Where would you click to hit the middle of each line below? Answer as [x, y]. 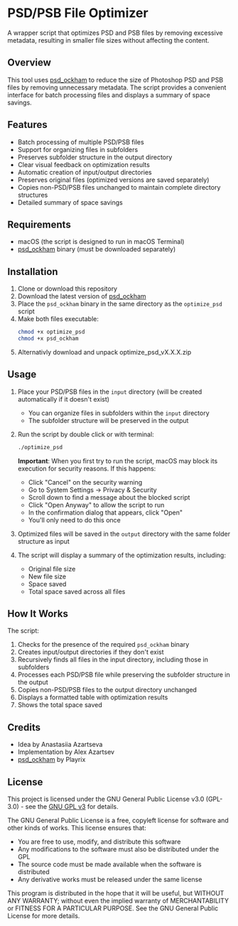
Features [27, 125]
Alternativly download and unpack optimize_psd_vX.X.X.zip [104, 352]
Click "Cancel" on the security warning [85, 482]
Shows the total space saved [60, 705]
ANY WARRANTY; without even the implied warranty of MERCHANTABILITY [118, 901]
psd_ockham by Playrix [52, 760]
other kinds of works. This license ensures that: [77, 828]
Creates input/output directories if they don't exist [91, 652]
